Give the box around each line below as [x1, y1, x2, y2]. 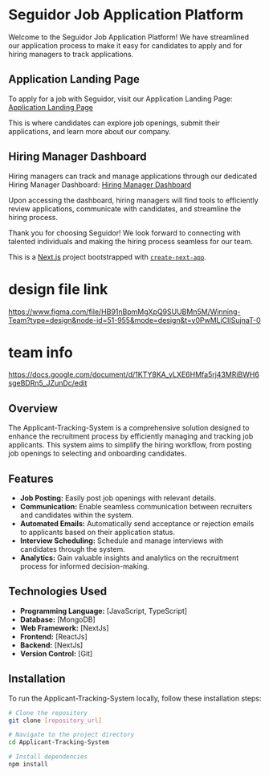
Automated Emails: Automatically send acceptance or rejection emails [19, 519, 255, 529]
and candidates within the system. [19, 510, 134, 520]
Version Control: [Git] [19, 648, 93, 658]
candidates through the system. [19, 545, 126, 554]
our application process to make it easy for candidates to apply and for [8, 40, 243, 50]
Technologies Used [8, 585, 107, 598]
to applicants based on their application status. [19, 528, 175, 537]
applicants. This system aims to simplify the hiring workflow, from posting [8, 440, 252, 450]
